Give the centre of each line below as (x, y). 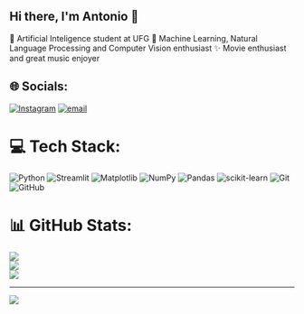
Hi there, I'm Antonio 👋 (74, 17)
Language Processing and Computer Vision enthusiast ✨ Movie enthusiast (148, 48)
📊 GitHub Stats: (71, 225)
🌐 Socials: (39, 87)
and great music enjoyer (55, 58)
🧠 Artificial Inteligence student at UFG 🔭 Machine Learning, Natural (133, 38)
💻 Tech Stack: (65, 146)
